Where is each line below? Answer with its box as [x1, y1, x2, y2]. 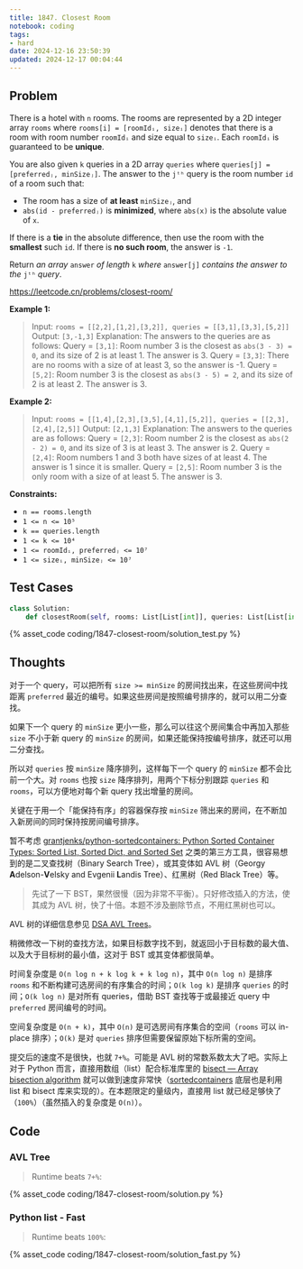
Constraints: [9, 488, 58, 499]
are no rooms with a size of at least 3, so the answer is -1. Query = [31, 359, 278, 370]
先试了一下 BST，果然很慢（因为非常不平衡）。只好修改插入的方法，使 [31, 888, 290, 899]
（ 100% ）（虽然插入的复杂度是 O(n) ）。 [9, 1097, 147, 1108]
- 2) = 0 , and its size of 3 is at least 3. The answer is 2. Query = [31, 442, 271, 453]
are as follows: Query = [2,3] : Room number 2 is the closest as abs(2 [31, 432, 289, 443]
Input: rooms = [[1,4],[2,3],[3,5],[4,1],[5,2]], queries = [31, 413, 258, 424]
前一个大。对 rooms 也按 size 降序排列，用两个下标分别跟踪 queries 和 [9, 775, 270, 786]
